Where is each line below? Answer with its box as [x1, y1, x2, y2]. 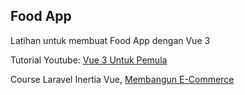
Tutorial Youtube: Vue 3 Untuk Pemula [10, 54, 168, 66]
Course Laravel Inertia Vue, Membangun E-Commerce [10, 73, 235, 85]
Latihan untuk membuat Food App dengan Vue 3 [10, 34, 211, 46]
